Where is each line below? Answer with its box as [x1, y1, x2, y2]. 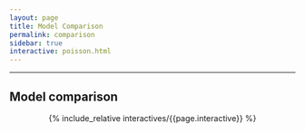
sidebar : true [9, 38, 64, 48]
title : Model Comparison [9, 22, 103, 31]
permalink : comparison [9, 30, 95, 39]
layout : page [9, 13, 59, 23]
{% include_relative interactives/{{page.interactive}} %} [48, 112, 257, 123]
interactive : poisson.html [9, 47, 112, 56]
